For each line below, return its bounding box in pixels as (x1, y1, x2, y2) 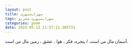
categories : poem (5, 20, 41, 26)
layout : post (5, 7, 32, 12)
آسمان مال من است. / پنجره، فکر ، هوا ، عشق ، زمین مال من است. (5, 38, 128, 44)
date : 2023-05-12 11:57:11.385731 (5, 25, 76, 30)
